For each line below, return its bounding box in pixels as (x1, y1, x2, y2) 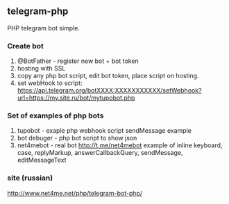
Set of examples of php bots (7, 111, 104, 120)
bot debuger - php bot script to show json (17, 134, 137, 142)
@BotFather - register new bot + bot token (17, 57, 139, 65)
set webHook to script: (17, 79, 83, 87)
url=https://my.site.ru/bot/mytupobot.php (17, 93, 135, 102)
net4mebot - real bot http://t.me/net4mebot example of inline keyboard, (17, 141, 223, 149)
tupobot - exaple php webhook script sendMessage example (17, 127, 192, 135)
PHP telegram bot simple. (7, 24, 80, 32)
